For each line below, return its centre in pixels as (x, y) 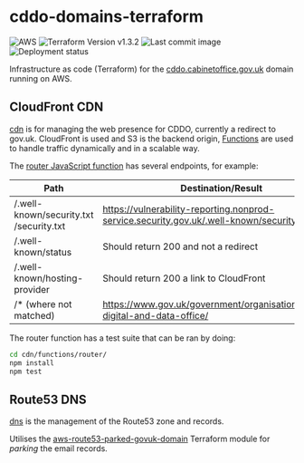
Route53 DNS (48, 399)
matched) (35, 315)
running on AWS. (41, 78)
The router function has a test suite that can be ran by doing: (123, 338)
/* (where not (43, 304)
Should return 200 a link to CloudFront (184, 278)
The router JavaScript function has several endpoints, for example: (134, 166)
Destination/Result (222, 188)
